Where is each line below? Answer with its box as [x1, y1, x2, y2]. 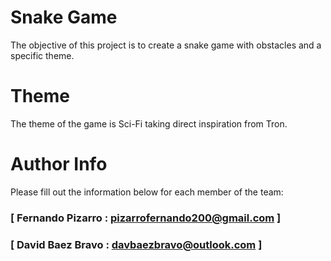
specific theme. [10, 49, 75, 61]
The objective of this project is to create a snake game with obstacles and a [10, 39, 322, 51]
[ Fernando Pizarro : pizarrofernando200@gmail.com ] [10, 211, 282, 225]
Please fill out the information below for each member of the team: [10, 186, 284, 198]
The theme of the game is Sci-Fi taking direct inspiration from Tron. [10, 117, 288, 130]
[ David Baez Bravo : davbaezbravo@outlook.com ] [10, 237, 263, 251]
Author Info [10, 153, 108, 176]
